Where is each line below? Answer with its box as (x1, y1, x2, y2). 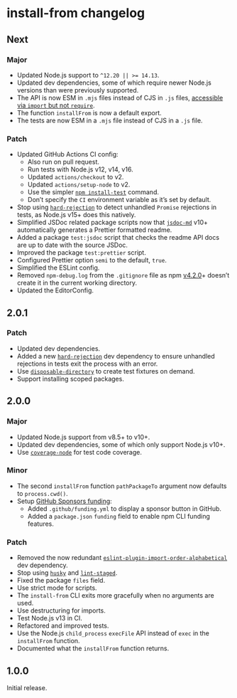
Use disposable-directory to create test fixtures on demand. (16, 366, 196, 375)
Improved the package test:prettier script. (16, 248, 146, 257)
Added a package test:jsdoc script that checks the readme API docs (16, 233, 220, 242)
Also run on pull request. (27, 158, 100, 166)
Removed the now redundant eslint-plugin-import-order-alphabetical (16, 554, 228, 562)
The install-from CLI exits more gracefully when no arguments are (16, 591, 214, 600)
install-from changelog (6, 5, 145, 21)
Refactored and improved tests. (16, 621, 109, 630)
